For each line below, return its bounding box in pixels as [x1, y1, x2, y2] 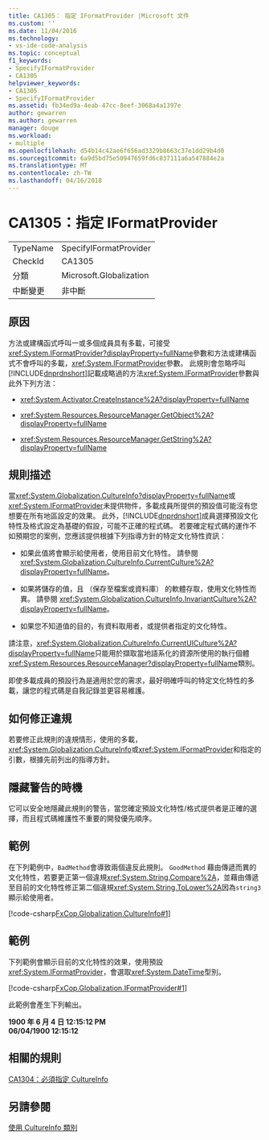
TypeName [12, 243, 54, 254]
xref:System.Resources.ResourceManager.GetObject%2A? [19, 410, 214, 420]
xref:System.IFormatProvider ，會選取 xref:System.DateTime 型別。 [8, 967, 226, 976]
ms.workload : [8, 131, 52, 139]
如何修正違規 [8, 711, 72, 725]
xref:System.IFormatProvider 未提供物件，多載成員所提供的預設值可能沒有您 [8, 501, 259, 511]
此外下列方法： [8, 378, 58, 388]
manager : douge [8, 124, 59, 132]
